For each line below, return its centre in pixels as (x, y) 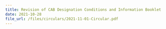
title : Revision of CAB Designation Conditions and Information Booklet (83, 10)
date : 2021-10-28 (23, 14)
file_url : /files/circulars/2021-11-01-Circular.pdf (62, 19)
